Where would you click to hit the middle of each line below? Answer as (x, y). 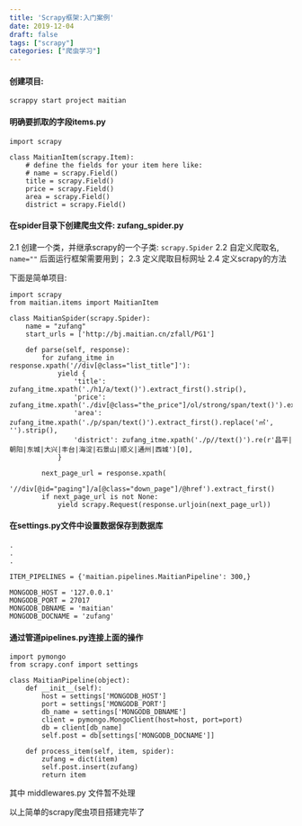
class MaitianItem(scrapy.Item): (72, 157)
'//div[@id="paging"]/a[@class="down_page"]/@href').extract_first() (142, 489)
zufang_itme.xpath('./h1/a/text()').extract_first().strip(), (128, 389)
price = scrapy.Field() (70, 189)
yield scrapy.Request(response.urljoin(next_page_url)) (164, 504)
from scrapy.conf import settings (74, 665)
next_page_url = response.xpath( (104, 473)
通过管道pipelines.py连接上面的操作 (76, 637)
